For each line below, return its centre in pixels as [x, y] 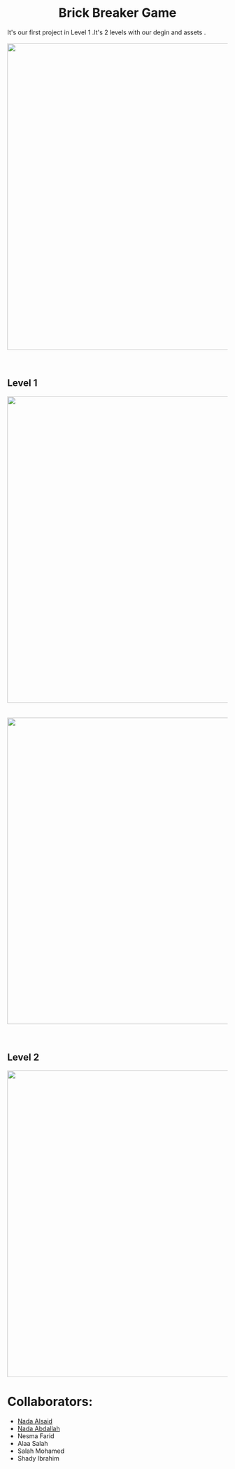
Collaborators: [50, 1401]
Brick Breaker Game [117, 13]
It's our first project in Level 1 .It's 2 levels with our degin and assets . [107, 32]
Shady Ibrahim [38, 1458]
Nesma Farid [36, 1436]
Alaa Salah [33, 1443]
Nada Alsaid [35, 1421]
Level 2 [23, 1057]
